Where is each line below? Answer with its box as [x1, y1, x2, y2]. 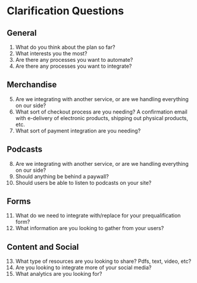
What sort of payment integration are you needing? [15, 127, 141, 134]
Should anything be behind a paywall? [15, 172, 109, 180]
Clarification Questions [7, 4, 124, 18]
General [7, 28, 37, 38]
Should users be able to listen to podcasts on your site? [15, 179, 152, 186]
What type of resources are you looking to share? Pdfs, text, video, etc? [15, 257, 192, 265]
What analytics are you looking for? [15, 271, 102, 278]
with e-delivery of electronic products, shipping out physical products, [15, 114, 189, 121]
